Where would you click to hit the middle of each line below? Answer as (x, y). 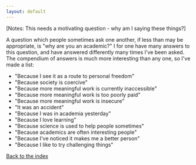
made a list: (20, 65)
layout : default (26, 11)
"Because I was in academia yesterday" (63, 113)
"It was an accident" (39, 107)
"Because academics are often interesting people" (76, 132)
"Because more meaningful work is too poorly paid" (77, 95)
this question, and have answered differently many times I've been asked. (95, 52)
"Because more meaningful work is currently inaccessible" (86, 88)
